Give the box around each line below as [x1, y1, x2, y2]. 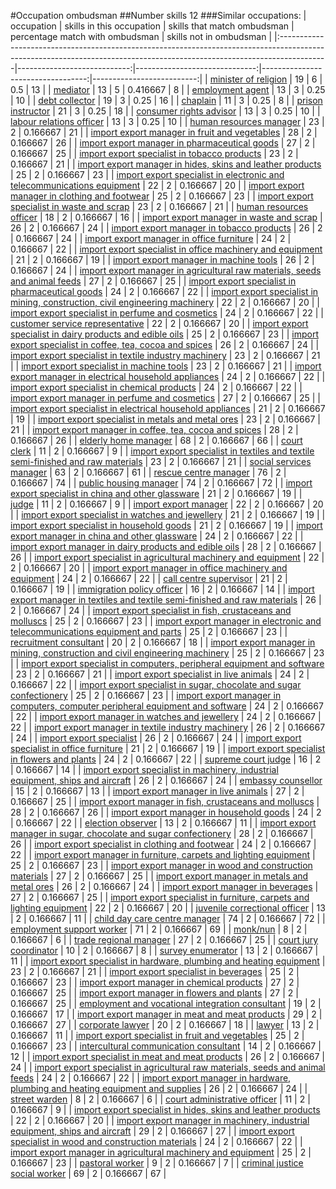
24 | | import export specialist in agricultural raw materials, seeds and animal [10, 1061, 326, 1073]
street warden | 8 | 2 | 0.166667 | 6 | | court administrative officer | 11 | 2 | [10, 1093, 311, 1105]
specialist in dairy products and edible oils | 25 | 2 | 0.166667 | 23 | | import [10, 328, 319, 340]
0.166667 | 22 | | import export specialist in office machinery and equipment [10, 243, 323, 255]
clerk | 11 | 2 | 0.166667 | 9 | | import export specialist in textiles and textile [10, 445, 315, 457]
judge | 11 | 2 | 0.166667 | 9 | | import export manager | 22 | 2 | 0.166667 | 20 [10, 498, 324, 510]
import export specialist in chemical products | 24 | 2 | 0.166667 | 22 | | [10, 381, 303, 393]
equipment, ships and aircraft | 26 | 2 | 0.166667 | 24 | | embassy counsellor [10, 775, 323, 786]
